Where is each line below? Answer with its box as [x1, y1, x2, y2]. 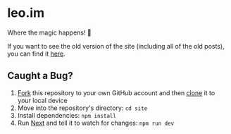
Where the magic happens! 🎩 [7, 28, 92, 37]
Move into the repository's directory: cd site [17, 104, 148, 112]
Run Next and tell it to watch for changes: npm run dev [17, 118, 175, 127]
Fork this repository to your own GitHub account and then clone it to [17, 88, 216, 97]
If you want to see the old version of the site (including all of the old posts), [7, 42, 225, 50]
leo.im [7, 5, 44, 21]
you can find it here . [7, 49, 65, 58]
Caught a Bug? [7, 70, 73, 82]
